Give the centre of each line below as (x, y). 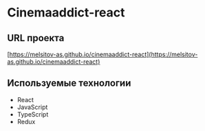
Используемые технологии (69, 83)
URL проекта (36, 38)
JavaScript (32, 107)
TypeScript (33, 114)
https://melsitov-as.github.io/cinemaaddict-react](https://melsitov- (104, 54)
